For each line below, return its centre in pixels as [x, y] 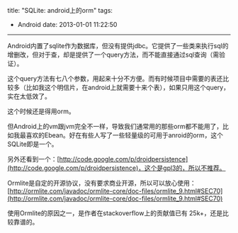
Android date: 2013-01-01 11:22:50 [67, 24]
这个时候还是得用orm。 [41, 111]
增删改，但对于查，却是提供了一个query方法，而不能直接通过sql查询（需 [113, 55]
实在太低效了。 [29, 96]
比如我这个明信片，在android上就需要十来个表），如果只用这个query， [128, 87]
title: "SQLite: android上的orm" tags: [60, 10]
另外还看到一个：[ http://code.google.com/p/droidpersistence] [98, 159]
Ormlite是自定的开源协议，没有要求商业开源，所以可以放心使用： [102, 183]
